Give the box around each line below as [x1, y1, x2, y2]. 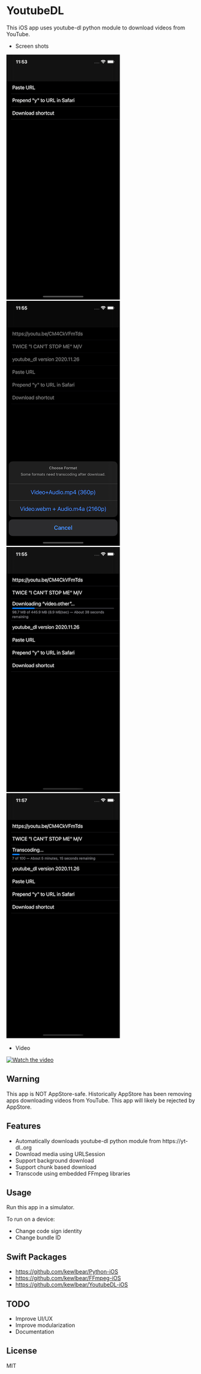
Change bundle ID [15, 1234, 61, 1241]
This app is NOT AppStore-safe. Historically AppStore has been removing [6, 1090, 192, 1097]
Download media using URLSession [15, 1150, 105, 1158]
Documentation [15, 1328, 55, 1335]
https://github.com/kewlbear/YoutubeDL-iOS [15, 1281, 128, 1288]
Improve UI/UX [15, 1315, 53, 1322]
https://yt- [162, 1137, 188, 1144]
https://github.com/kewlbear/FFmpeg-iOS [15, 1275, 121, 1282]
